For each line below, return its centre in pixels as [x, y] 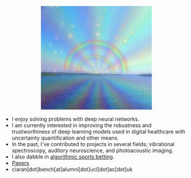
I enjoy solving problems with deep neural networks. [75, 119]
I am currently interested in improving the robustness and [82, 125]
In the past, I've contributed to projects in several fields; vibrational [93, 144]
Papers [20, 163]
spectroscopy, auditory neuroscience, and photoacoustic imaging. [93, 150]
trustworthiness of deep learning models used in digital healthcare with [98, 131]
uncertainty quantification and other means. [65, 138]
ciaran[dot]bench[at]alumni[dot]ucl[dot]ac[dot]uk [72, 169]
